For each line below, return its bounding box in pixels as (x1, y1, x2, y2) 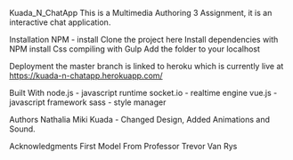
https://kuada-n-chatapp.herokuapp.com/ (9, 70, 163, 81)
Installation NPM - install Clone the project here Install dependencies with (9, 35, 279, 44)
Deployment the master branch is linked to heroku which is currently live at (9, 61, 284, 71)
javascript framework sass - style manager (9, 97, 167, 108)
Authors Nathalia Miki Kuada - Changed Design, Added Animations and (9, 115, 270, 124)
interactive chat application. (9, 17, 111, 28)
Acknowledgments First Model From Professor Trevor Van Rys (9, 141, 238, 151)
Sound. (9, 124, 36, 134)
